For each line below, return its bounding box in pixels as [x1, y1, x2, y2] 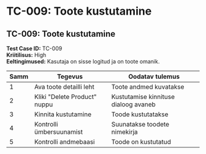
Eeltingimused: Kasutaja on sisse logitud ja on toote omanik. [6, 58, 160, 65]
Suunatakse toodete [111, 120, 170, 128]
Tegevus [57, 72, 83, 81]
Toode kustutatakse [111, 110, 169, 119]
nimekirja [111, 128, 138, 136]
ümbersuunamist [34, 128, 83, 136]
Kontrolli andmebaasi [34, 137, 95, 146]
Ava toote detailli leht [34, 82, 95, 91]
